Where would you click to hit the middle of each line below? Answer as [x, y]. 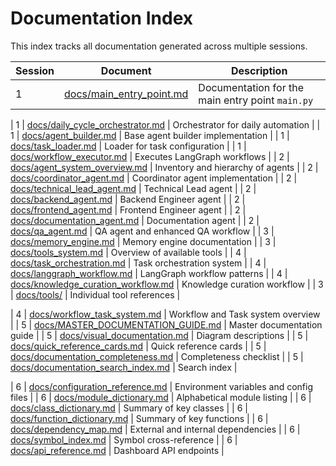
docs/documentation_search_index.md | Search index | [124, 367]
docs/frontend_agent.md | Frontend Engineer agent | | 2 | [128, 209]
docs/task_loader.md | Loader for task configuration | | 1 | [128, 146]
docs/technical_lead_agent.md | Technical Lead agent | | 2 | [133, 188]
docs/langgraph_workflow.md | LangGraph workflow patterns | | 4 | [149, 273]
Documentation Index [101, 18]
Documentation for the [251, 87]
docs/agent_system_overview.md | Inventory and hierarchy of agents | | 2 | [164, 167]
